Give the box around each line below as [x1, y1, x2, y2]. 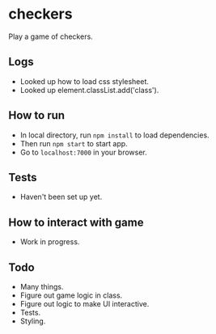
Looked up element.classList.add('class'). [19, 85, 159, 95]
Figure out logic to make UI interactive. [19, 299, 150, 308]
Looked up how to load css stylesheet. [19, 76, 150, 86]
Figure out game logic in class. [19, 290, 123, 300]
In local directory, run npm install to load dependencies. [19, 130, 210, 140]
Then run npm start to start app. [19, 138, 128, 148]
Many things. [19, 282, 64, 291]
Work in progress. [19, 237, 80, 247]
